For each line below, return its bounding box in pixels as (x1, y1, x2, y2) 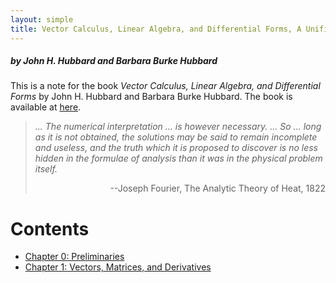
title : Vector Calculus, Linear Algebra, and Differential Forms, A (10, 24, 302, 34)
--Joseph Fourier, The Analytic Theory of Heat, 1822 (109, 182, 326, 195)
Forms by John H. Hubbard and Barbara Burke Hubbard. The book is (10, 91, 293, 103)
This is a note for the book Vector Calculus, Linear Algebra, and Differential (10, 80, 321, 92)
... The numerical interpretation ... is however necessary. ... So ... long (34, 121, 322, 133)
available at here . (10, 101, 82, 113)
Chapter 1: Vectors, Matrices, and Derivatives (24, 261, 212, 273)
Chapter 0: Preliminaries (24, 251, 125, 263)
